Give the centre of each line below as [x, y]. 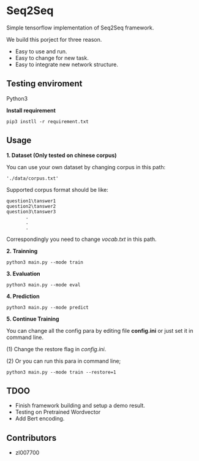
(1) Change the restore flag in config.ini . [56, 349]
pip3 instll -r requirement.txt [47, 121]
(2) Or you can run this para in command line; [64, 361]
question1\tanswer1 [31, 201]
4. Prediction [23, 296]
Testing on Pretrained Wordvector [58, 412]
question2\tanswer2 [31, 206]
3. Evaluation [24, 273]
